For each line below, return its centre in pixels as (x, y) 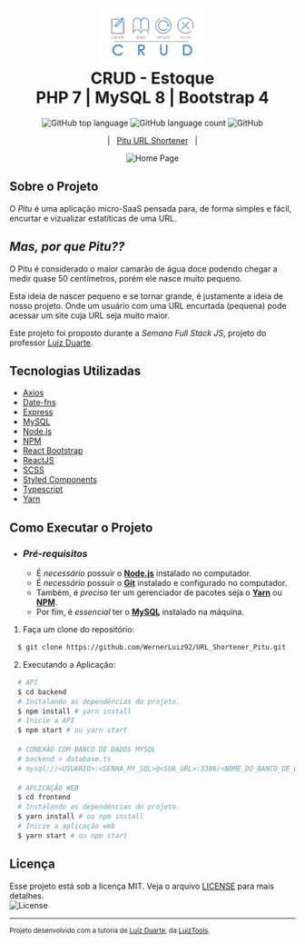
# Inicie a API (46, 720)
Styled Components (60, 480)
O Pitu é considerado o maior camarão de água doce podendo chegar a (144, 268)
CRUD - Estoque (152, 79)
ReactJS (38, 461)
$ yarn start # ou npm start (73, 835)
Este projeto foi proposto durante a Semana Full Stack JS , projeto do (138, 333)
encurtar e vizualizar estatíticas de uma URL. (93, 218)
